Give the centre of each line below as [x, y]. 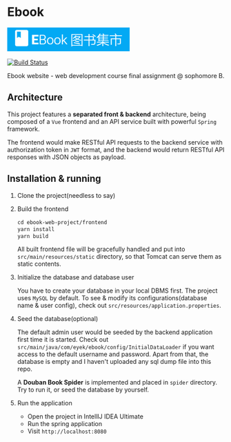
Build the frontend [43, 209]
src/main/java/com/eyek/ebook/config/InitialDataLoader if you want [116, 347]
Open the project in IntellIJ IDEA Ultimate [85, 416]
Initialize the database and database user [76, 277]
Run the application [44, 403]
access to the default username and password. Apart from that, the [113, 354]
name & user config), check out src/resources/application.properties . [119, 305]
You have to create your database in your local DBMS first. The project [117, 291]
